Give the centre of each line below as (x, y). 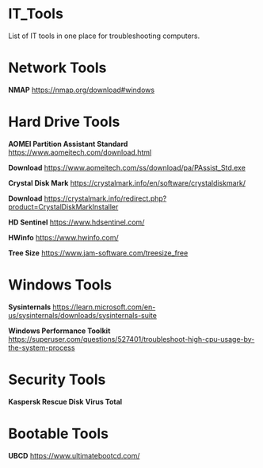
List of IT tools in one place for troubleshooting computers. (104, 36)
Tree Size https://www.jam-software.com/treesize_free (98, 253)
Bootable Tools (59, 433)
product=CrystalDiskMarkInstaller (63, 206)
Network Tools (57, 68)
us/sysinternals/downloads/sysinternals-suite (82, 315)
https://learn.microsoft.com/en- (104, 307)
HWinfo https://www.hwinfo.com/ (63, 237)
